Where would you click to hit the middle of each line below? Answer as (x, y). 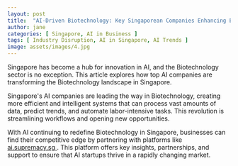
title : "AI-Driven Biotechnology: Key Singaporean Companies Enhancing (117, 21)
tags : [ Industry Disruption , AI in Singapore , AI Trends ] (98, 40)
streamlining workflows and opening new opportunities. (89, 118)
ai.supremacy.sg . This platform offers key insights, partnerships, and (108, 147)
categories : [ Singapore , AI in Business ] (73, 34)
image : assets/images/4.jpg (49, 47)
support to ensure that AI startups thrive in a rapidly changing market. (109, 155)
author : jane (27, 27)
